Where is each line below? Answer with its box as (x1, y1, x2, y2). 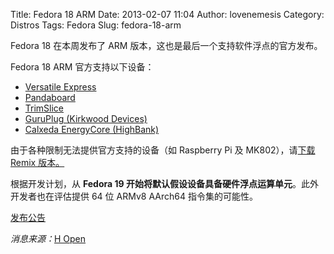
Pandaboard (24, 92, 76, 103)
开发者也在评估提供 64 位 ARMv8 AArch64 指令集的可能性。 (10, 190, 258, 202)
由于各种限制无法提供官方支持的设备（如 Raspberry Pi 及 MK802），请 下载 (10, 144, 316, 156)
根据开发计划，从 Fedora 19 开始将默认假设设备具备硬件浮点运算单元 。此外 (10, 178, 319, 189)
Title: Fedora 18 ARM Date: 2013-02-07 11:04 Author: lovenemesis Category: (10, 9, 325, 20)
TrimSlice (24, 102, 65, 114)
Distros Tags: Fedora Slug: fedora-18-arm (10, 19, 182, 31)
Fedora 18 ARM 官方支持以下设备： (10, 61, 155, 73)
